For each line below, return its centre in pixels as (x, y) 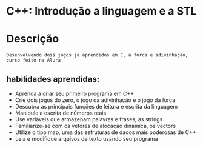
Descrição (33, 39)
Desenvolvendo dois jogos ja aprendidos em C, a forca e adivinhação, (97, 55)
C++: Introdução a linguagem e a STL (101, 11)
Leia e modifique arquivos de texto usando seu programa (86, 138)
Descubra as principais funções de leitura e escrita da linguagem (96, 106)
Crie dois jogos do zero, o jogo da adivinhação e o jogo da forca (95, 100)
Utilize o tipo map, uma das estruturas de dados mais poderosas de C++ (105, 132)
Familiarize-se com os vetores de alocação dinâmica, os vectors (95, 126)
